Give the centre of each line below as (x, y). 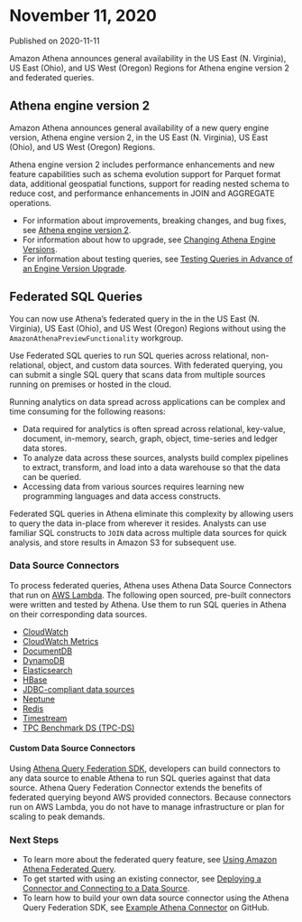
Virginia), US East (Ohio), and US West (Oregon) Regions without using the (148, 328)
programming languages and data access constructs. (121, 496)
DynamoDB (43, 660)
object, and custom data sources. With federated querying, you (165, 365)
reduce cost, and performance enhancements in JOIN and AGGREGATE (142, 193)
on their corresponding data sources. (78, 614)
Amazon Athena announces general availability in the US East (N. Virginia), (148, 58)
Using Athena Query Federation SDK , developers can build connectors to (145, 768)
